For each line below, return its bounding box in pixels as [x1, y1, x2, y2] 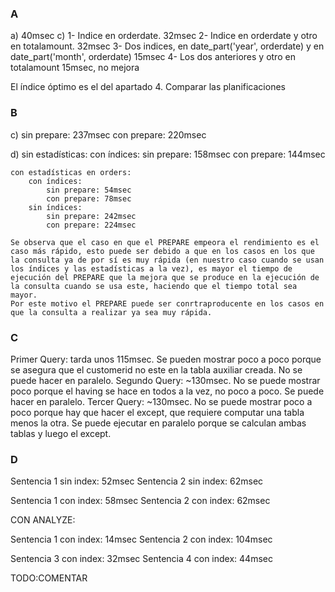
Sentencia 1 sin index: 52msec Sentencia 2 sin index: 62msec [10, 475, 264, 487]
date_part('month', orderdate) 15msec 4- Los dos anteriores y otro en [10, 51, 296, 63]
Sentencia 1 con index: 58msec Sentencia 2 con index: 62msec [10, 495, 271, 507]
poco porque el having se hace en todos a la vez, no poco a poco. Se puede [10, 385, 325, 397]
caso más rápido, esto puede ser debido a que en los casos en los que [10, 246, 315, 256]
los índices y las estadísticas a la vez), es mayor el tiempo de [10, 263, 293, 274]
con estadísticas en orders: [10, 167, 132, 177]
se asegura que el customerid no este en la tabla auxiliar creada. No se [10, 363, 303, 376]
